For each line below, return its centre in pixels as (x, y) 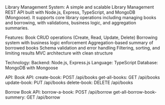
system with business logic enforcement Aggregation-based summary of (79, 43)
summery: (15, 97)
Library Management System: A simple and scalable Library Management (80, 7)
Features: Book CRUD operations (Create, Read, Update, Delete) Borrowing (81, 37)
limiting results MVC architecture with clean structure (59, 53)
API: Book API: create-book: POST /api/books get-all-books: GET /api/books (82, 77)
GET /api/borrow (43, 97)
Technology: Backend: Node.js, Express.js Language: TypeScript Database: (82, 63)
